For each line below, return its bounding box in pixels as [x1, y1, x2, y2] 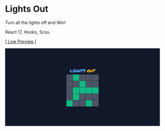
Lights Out [5, 3, 49, 15]
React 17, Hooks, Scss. [5, 29, 51, 35]
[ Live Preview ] [5, 38, 37, 44]
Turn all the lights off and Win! [5, 20, 66, 25]
